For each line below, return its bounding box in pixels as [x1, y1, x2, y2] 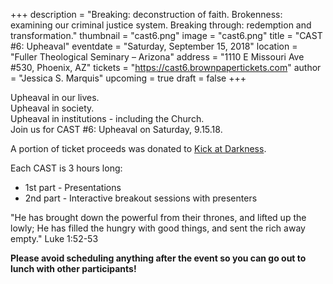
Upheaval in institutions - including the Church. [10, 113, 205, 124]
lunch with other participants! [10, 263, 137, 274]
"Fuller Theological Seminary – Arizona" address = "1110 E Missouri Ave [10, 51, 305, 63]
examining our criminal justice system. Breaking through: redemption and [10, 19, 312, 31]
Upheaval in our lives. [10, 92, 100, 103]
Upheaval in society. [10, 102, 95, 114]
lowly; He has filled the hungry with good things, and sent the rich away [10, 222, 306, 234]
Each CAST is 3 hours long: [10, 162, 123, 174]
